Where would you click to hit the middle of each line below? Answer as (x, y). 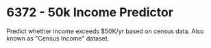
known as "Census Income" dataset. (58, 38)
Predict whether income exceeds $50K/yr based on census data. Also (105, 31)
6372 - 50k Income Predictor (90, 13)
